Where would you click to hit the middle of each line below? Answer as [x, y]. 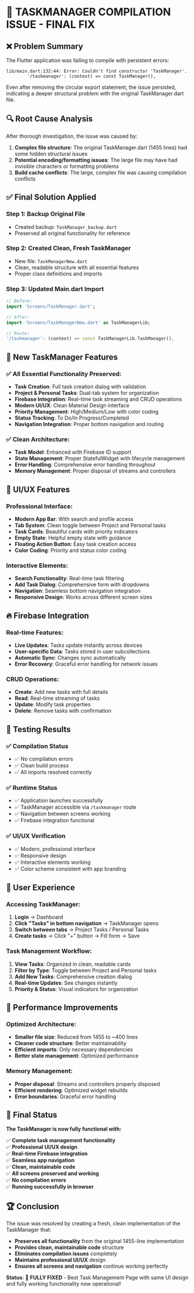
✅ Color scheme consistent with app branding [70, 869]
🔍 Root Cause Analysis [49, 119]
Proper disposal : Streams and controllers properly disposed [87, 1084]
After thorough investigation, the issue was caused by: [72, 136]
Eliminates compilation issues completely [66, 1254]
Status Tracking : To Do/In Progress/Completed [72, 418]
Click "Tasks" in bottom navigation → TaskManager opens [86, 923]
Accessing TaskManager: [43, 904]
